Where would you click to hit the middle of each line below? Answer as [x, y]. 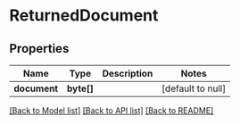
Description [128, 74]
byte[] [80, 88]
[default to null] [194, 88]
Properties [39, 49]
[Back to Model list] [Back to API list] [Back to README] [112, 111]
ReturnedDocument [84, 16]
